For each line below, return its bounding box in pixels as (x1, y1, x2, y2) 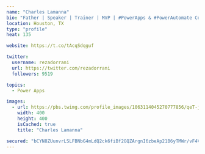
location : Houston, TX (6, 20, 64, 26)
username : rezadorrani (12, 59, 70, 65)
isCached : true (17, 121, 56, 127)
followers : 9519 (12, 71, 53, 77)
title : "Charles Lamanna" (17, 127, 84, 133)
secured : (6, 138, 29, 144)
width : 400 (17, 110, 45, 116)
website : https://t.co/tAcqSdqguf (6, 43, 95, 49)
